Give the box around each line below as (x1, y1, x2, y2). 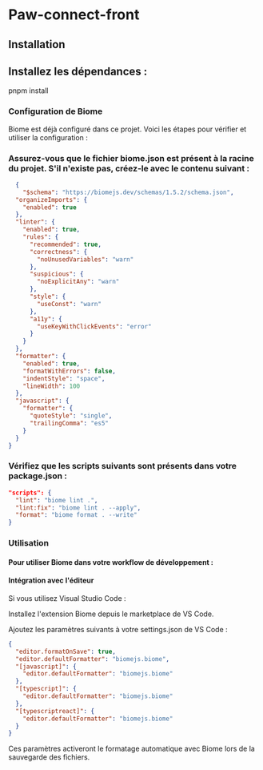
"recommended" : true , (29, 240, 102, 248)
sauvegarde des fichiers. (8, 752, 90, 762)
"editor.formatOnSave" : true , (15, 647, 116, 655)
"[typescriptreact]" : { (15, 707, 94, 715)
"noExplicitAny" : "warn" (37, 278, 120, 286)
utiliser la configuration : (8, 132, 88, 142)
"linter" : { (15, 218, 56, 226)
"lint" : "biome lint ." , (15, 496, 98, 504)
